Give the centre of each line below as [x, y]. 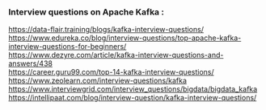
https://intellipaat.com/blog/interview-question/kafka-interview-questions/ [133, 98]
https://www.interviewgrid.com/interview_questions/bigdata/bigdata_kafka [133, 89]
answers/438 [30, 63]
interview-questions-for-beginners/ [68, 47]
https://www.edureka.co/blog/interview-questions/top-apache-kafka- [125, 38]
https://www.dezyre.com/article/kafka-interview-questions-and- [116, 55]
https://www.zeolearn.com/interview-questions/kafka [98, 81]
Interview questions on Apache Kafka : [86, 12]
